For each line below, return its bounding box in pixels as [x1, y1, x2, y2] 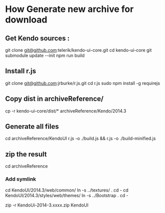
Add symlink [5, 176, 36, 183]
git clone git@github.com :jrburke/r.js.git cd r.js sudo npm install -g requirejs [5, 80, 161, 86]
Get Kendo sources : [5, 34, 70, 42]
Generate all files [5, 122, 59, 131]
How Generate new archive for [5, 3, 134, 15]
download [5, 14, 47, 25]
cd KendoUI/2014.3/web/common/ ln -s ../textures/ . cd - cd [5, 187, 129, 193]
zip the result [5, 150, 47, 158]
